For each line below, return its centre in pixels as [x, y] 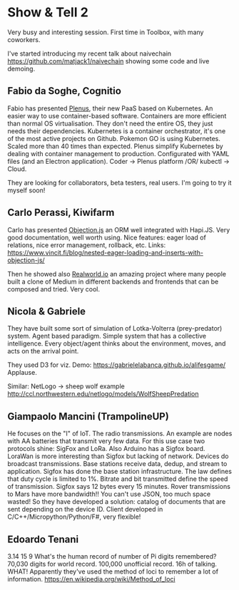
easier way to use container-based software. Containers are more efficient [117, 115]
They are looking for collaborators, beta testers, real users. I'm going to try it [119, 182]
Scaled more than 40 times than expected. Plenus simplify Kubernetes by [115, 146]
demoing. [21, 68]
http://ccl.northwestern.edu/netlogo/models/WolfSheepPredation [103, 394]
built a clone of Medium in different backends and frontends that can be [113, 281]
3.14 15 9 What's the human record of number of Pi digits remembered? [112, 556]
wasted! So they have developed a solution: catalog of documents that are [117, 502]
